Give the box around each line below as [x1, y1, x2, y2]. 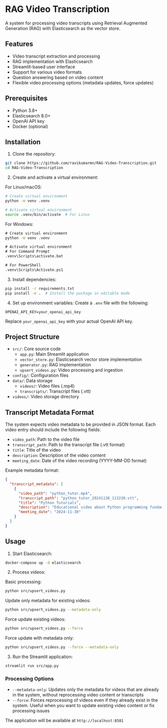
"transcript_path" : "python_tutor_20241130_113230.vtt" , [18, 496, 139, 501]
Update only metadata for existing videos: [5, 598, 91, 604]
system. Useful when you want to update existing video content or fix [12, 703, 155, 709]
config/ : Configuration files [12, 372, 69, 378]
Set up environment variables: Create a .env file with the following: [12, 300, 149, 306]
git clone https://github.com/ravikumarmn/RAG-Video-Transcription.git [5, 161, 157, 166]
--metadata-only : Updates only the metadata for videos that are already [12, 687, 159, 693]
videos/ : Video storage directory [12, 394, 80, 400]
